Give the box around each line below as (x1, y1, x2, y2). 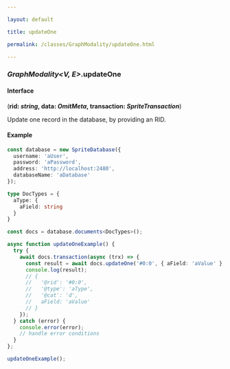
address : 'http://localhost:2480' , (13, 166, 115, 172)
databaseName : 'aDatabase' (13, 172, 91, 179)
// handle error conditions (19, 331, 100, 337)
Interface (7, 87, 34, 95)
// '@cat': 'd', (25, 292, 78, 299)
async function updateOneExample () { (7, 241, 115, 248)
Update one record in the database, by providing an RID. (7, 115, 166, 124)
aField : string (19, 203, 63, 210)
